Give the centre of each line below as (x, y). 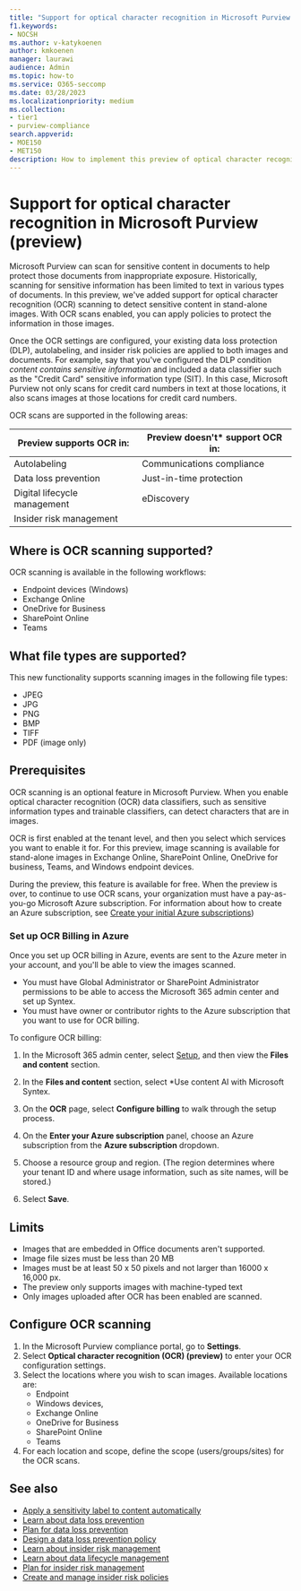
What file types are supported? (98, 656)
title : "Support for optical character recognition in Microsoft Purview (150, 17)
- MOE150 (26, 143)
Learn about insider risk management (91, 1548)
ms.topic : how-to (42, 76)
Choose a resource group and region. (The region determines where (148, 1163)
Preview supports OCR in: (73, 443)
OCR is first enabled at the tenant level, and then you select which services (148, 838)
